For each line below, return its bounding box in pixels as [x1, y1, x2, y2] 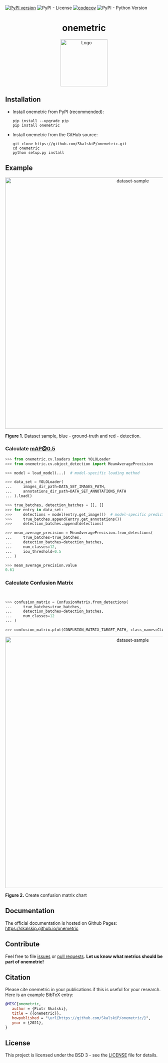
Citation [5, 973, 31, 982]
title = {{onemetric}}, [11, 1011, 61, 1016]
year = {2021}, [11, 1020, 43, 1025]
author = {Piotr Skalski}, [11, 1006, 68, 1011]
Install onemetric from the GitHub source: [12, 131, 98, 138]
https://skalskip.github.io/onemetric [5, 925, 79, 931]
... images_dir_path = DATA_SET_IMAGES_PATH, [5, 484, 106, 490]
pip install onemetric [12, 123, 60, 128]
